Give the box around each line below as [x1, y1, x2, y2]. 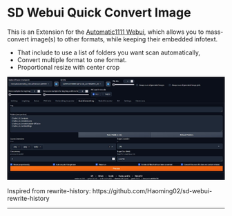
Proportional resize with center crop [17, 63, 119, 71]
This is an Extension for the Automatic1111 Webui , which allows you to [7, 28, 204, 36]
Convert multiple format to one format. [17, 55, 127, 63]
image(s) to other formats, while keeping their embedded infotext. [30, 35, 218, 43]
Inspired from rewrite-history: [7, 186, 91, 195]
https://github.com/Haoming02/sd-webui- [92, 186, 213, 195]
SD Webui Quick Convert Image [7, 5, 191, 21]
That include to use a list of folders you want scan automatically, [17, 48, 201, 57]
